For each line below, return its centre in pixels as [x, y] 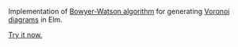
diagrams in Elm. [35, 20]
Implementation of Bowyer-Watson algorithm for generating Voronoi [119, 11]
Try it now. [25, 35]
